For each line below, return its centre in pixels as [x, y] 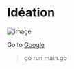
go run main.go [45, 58]
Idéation [31, 13]
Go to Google [26, 44]
